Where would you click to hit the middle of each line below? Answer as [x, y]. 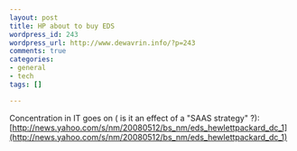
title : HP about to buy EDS [62, 26]
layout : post [34, 18]
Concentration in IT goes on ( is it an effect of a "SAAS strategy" [129, 118]
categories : [32, 59]
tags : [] [26, 84]
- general [28, 68]
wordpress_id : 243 [44, 34]
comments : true [38, 51]
